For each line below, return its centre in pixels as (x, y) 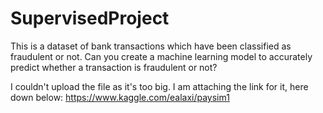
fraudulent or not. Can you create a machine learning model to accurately (161, 56)
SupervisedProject (90, 18)
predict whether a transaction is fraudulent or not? (114, 67)
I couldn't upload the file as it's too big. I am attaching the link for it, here (159, 86)
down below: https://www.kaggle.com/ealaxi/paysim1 (120, 97)
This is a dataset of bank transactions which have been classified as (151, 46)
